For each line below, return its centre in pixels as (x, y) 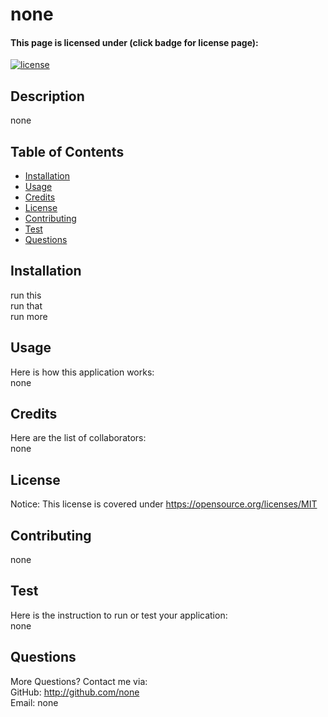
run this (26, 295)
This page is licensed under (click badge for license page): (134, 42)
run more (29, 316)
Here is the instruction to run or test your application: (119, 615)
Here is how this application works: (82, 372)
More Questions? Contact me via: (79, 681)
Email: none (34, 702)
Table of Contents (67, 151)
